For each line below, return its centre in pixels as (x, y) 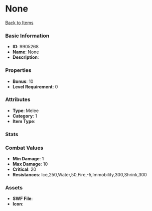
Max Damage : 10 (30, 164)
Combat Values (24, 148)
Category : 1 (25, 116)
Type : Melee (26, 111)
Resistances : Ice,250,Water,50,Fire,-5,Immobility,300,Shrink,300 (80, 175)
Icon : (18, 204)
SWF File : (23, 198)
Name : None (26, 52)
